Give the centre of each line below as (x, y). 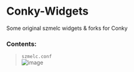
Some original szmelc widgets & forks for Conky (67, 28)
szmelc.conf (36, 57)
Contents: (21, 44)
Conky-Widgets (47, 11)
